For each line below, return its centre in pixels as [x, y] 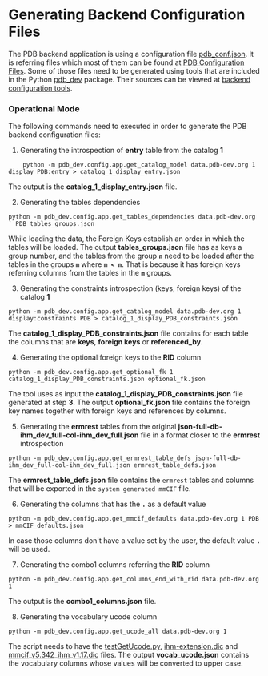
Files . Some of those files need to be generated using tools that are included [134, 70]
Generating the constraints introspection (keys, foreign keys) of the [130, 288]
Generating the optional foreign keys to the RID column [110, 357]
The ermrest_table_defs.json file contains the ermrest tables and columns [131, 480]
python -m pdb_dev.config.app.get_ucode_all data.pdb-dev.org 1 [118, 632]
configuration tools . [40, 88]
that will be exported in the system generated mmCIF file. [100, 489]
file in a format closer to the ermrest [200, 435]
